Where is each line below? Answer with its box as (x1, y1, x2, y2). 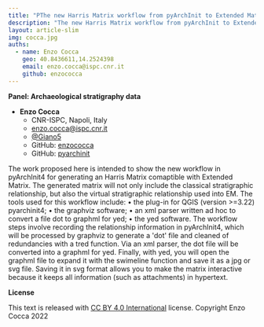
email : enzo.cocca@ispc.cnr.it (22, 63, 125, 71)
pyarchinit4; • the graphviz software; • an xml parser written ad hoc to (8, 205, 236, 215)
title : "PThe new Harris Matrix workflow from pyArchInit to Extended (8, 11, 244, 20)
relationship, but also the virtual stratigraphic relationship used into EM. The (8, 189, 253, 198)
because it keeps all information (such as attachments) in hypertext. (8, 272, 229, 281)
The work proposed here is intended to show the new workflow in (8, 163, 222, 173)
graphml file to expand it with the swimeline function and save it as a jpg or (8, 255, 251, 265)
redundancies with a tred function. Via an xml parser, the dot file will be (8, 239, 239, 248)
